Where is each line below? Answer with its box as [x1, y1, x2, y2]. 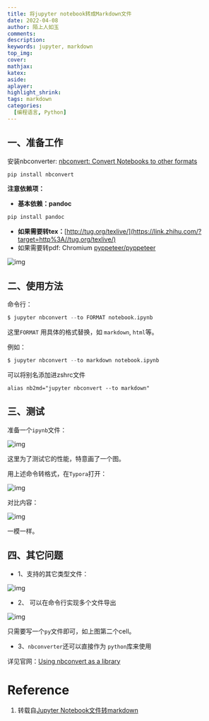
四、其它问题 [7, 549, 64, 561]
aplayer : [7, 83, 33, 90]
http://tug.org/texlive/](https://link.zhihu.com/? [66, 227, 202, 236]
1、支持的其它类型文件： [17, 569, 89, 578]
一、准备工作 [7, 137, 64, 149]
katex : [7, 69, 27, 76]
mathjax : [7, 63, 33, 70]
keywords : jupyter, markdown [7, 43, 93, 50]
